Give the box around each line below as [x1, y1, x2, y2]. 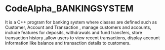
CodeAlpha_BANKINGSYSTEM [5, 3, 134, 14]
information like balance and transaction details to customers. [5, 40, 131, 46]
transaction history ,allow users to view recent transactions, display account [5, 35, 160, 41]
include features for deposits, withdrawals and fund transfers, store [5, 29, 142, 35]
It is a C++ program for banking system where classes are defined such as [5, 19, 157, 25]
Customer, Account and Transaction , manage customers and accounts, [5, 24, 152, 30]
